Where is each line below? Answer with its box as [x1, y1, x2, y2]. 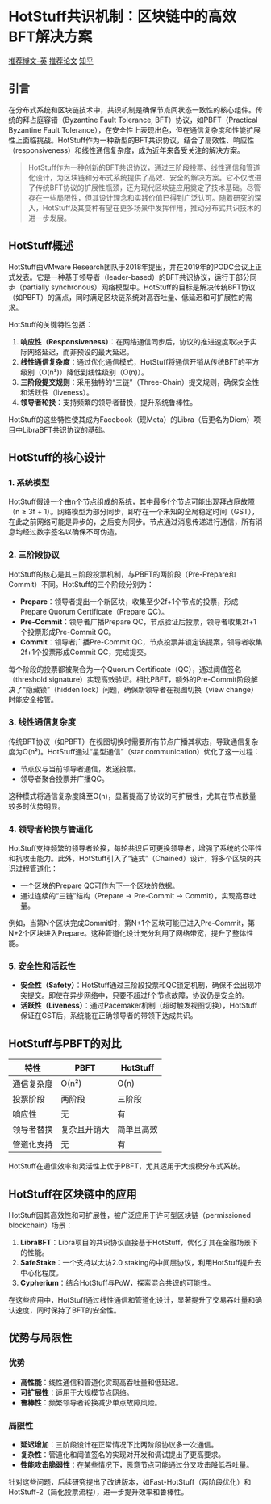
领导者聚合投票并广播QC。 [19, 774, 109, 784]
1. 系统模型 [8, 476, 50, 488]
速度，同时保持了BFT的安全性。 [15, 1305, 121, 1315]
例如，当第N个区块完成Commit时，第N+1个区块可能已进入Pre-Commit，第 [8, 919, 256, 928]
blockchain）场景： [8, 1220, 73, 1230]
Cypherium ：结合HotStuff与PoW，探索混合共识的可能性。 [19, 1278, 215, 1288]
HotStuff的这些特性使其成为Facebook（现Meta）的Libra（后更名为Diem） [8, 414, 254, 425]
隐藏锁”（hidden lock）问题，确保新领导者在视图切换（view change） [25, 684, 258, 694]
